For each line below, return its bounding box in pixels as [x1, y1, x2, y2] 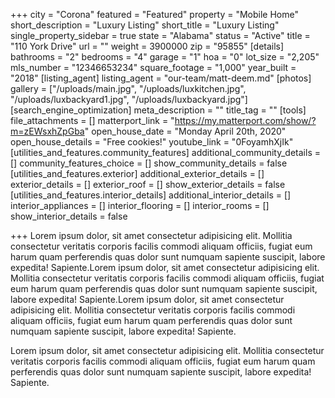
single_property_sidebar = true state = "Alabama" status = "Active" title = [10, 30, 311, 41]
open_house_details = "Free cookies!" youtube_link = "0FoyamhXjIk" [10, 136, 294, 148]
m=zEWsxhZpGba [10, 125, 85, 137]
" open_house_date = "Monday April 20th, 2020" [84, 125, 287, 137]
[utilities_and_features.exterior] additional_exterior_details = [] [10, 168, 265, 179]
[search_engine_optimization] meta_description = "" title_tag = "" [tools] [10, 104, 307, 116]
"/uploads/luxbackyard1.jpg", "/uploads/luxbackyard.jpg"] [10, 94, 248, 105]
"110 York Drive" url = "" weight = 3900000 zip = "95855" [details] [10, 40, 285, 52]
